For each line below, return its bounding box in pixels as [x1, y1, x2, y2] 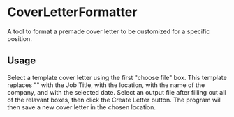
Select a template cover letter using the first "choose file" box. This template [7, 73, 227, 81]
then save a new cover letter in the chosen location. [7, 102, 156, 111]
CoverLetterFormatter [7, 4, 138, 20]
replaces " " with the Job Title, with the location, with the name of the [7, 81, 205, 89]
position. [7, 34, 33, 42]
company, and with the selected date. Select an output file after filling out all [7, 88, 226, 96]
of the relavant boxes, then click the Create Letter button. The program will [7, 95, 222, 104]
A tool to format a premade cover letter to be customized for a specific [7, 27, 210, 36]
